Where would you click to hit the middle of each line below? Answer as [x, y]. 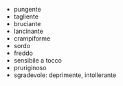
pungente [27, 9]
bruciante [27, 24]
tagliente [26, 17]
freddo [23, 53]
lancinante [28, 31]
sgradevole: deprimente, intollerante [65, 75]
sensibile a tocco [37, 60]
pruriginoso [30, 68]
